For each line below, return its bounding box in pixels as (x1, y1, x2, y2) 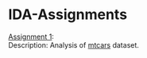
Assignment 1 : (8, 32, 54, 41)
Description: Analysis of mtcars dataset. (8, 40, 139, 49)
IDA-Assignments (8, 6, 128, 24)
